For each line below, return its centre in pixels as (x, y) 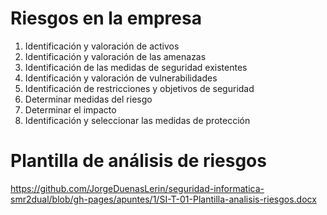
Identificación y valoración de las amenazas (115, 56)
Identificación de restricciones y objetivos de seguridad (139, 88)
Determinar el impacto (70, 109)
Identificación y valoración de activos (102, 46)
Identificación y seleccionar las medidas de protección (137, 120)
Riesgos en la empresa (106, 18)
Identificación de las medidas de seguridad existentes (136, 67)
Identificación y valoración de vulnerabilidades (121, 78)
